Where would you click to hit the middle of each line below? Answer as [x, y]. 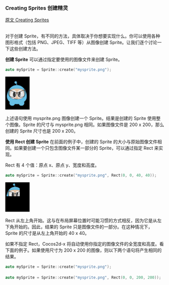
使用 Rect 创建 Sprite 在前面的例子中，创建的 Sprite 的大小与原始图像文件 [81, 142]
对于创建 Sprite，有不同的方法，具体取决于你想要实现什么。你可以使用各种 [83, 36]
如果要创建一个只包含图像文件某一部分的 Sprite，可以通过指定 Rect [83, 148]
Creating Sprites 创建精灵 [37, 8]
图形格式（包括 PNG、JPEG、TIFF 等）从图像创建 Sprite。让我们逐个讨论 [81, 43]
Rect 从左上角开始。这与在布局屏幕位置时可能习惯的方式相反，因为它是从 [81, 221]
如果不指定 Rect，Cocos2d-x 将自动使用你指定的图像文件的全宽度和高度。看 [84, 244]
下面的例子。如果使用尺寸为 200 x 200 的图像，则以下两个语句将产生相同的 [83, 250]
